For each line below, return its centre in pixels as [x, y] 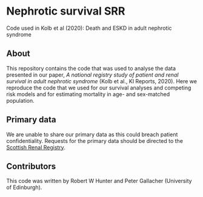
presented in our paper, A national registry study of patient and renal [92, 75]
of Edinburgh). [24, 187]
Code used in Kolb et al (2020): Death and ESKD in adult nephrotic [89, 28]
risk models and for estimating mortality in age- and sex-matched [88, 94]
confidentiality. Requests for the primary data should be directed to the [95, 140]
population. [20, 100]
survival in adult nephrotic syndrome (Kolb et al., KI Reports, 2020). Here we [101, 81]
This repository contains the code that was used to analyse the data [91, 68]
